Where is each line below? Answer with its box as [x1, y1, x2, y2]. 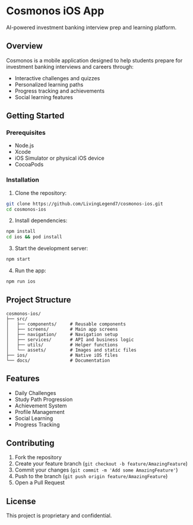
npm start [6, 257, 31, 262]
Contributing [6, 438, 55, 448]
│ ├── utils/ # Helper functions [6, 341, 118, 348]
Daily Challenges [14, 389, 56, 396]
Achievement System [14, 402, 67, 409]
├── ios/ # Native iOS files [6, 352, 118, 358]
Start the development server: [14, 245, 88, 252]
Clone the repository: [14, 189, 67, 197]
